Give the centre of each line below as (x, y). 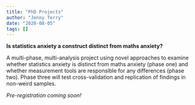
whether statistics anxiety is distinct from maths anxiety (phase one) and (97, 64)
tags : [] (17, 29)
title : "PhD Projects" (35, 12)
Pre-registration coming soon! (44, 95)
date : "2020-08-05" (31, 23)
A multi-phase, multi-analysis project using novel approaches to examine (98, 58)
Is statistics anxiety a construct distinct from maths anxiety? (84, 46)
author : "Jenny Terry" (35, 18)
